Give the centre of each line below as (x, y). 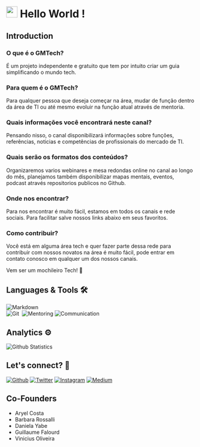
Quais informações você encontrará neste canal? (79, 122)
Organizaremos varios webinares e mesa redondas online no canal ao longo (99, 170)
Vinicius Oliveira (35, 438)
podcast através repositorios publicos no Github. (66, 183)
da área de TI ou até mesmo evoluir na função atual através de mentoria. (96, 107)
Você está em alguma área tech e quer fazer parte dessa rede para (89, 246)
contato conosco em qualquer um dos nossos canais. (72, 259)
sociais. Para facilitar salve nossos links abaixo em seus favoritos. (87, 218)
